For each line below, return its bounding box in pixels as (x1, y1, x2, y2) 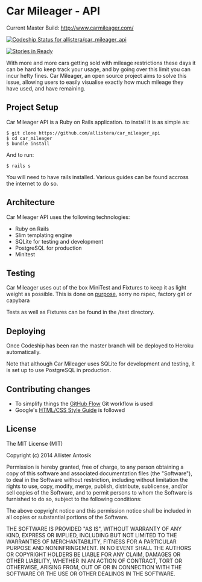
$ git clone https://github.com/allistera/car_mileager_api (6, 130, 161, 136)
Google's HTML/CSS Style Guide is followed (14, 406, 125, 414)
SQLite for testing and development (14, 238, 104, 245)
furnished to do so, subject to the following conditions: (6, 495, 142, 502)
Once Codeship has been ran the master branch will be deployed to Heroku (6, 342, 194, 349)
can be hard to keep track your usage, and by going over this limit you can (6, 65, 191, 73)
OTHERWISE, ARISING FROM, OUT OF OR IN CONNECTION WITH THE (6, 563, 182, 571)
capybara (6, 297, 30, 304)
